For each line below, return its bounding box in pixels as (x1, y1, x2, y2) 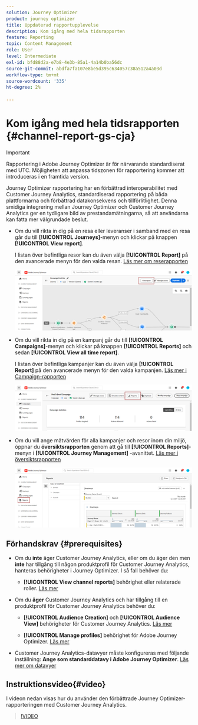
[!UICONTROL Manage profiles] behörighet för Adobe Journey (23, 632, 177, 639)
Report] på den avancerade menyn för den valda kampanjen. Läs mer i (14, 367, 187, 374)
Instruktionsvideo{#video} (6, 679, 106, 689)
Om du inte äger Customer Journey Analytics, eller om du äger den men (14, 555, 190, 562)
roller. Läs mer (23, 585, 59, 592)
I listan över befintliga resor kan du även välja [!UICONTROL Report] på (14, 251, 189, 258)
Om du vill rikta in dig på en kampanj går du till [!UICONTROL (14, 336, 163, 343)
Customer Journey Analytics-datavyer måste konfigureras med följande (14, 649, 189, 656)
